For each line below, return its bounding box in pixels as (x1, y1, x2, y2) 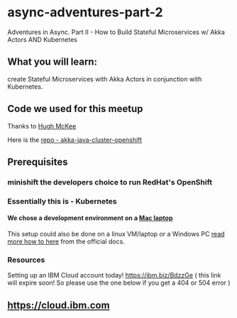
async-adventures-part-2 (7, 4, 163, 21)
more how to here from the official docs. (7, 237, 126, 246)
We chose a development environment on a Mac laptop (7, 214, 173, 222)
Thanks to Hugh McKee (7, 121, 77, 130)
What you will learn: (7, 56, 98, 68)
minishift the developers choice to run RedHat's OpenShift (7, 177, 213, 187)
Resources (7, 255, 45, 265)
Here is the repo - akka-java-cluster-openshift (7, 136, 143, 144)
